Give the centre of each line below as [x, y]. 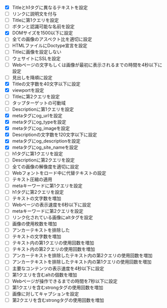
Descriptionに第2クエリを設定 [43, 160]
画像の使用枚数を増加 [34, 224]
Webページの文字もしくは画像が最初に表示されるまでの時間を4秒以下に [87, 64]
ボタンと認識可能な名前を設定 [43, 26]
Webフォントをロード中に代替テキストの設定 [59, 173]
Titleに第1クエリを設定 [36, 20]
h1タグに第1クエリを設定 [37, 154]
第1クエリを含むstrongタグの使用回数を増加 [58, 287]
